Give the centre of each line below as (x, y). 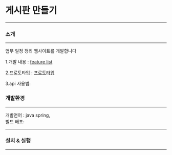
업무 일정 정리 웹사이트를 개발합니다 (41, 51)
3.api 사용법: (18, 84)
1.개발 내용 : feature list (29, 62)
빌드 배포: (15, 121)
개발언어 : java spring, (28, 115)
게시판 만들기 (31, 10)
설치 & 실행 (18, 141)
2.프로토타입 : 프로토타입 (30, 73)
